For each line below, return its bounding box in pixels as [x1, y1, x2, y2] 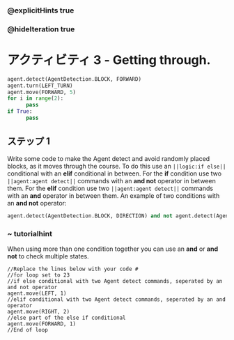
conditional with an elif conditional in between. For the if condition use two [7, 169, 221, 178]
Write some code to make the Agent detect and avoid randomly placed [7, 154, 210, 162]
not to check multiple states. [7, 252, 89, 260]
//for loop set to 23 [7, 271, 70, 279]
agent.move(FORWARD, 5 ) [7, 88, 77, 95]
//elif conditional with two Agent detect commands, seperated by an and [7, 295, 226, 303]
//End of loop [7, 326, 49, 333]
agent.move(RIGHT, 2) [7, 308, 70, 315]
